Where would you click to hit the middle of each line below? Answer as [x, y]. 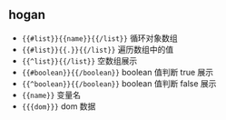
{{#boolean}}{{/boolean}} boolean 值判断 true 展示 [118, 72]
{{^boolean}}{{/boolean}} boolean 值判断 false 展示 [119, 83]
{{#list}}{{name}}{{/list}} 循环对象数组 [99, 38]
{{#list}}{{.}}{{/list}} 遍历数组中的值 [98, 49]
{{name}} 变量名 [51, 95]
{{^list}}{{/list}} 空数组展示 [79, 60]
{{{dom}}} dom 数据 [59, 106]
